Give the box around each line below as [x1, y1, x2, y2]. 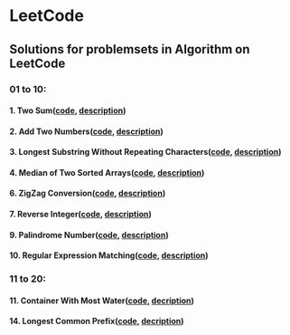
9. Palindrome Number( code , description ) [9, 229, 169, 240]
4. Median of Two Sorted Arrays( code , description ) [9, 167, 205, 177]
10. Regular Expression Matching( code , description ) [9, 250, 210, 261]
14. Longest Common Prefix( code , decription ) [9, 316, 184, 327]
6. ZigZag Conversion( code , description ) [9, 187, 166, 199]
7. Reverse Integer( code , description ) [9, 209, 152, 220]
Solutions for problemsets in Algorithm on [9, 42, 250, 57]
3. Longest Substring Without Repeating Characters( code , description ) [9, 147, 282, 158]
